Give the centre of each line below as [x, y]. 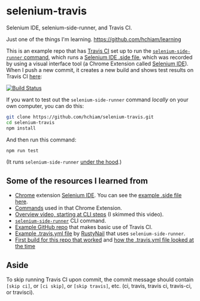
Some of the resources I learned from [77, 181]
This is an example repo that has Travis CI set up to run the [79, 51]
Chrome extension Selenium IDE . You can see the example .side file [98, 195]
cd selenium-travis [31, 122]
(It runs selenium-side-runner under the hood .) [64, 162]
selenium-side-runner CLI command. [60, 221]
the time [25, 246]
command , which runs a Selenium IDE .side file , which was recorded [108, 57]
